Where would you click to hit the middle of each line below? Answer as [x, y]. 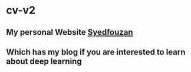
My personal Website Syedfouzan [70, 32]
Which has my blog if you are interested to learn [96, 52]
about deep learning [44, 61]
